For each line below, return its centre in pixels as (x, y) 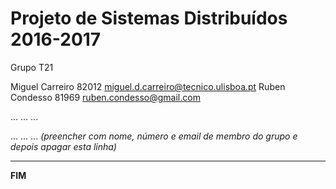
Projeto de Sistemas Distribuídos (149, 18)
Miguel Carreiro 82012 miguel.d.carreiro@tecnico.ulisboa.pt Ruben (148, 86)
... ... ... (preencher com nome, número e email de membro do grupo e (154, 136)
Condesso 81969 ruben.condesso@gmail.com (105, 97)
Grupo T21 (32, 67)
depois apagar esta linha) (63, 146)
